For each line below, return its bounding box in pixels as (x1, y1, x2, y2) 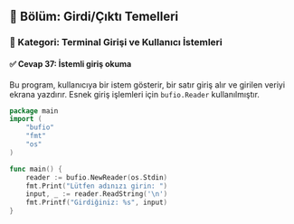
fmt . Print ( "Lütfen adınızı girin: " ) (25, 182, 168, 191)
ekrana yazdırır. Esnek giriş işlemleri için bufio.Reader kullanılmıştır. (9, 89, 261, 99)
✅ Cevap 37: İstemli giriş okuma (9, 58, 132, 69)
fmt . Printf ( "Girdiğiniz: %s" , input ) (25, 198, 168, 208)
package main (9, 106, 59, 116)
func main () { (9, 164, 63, 173)
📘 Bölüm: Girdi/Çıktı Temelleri (9, 9, 179, 24)
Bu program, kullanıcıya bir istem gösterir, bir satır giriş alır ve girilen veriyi (9, 79, 286, 90)
